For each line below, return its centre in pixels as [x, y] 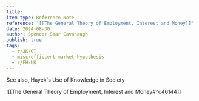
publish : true [24, 40]
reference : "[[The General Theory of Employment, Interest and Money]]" [100, 23]
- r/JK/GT [24, 51]
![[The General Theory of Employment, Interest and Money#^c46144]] [94, 91]
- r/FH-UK [24, 62]
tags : [13, 46]
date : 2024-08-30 [28, 29]
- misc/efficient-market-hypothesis [58, 57]
